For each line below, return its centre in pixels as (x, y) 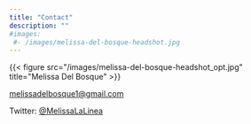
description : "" (39, 26)
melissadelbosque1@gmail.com (67, 94)
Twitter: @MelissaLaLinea (56, 111)
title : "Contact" (41, 17)
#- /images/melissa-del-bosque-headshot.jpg (96, 42)
